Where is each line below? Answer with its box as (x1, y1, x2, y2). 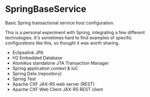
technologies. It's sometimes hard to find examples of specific (5, 35, 132, 41)
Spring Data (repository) (12, 70, 62, 76)
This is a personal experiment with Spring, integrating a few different (5, 29, 145, 35)
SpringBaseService (5, 3, 87, 15)
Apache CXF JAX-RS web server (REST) (12, 81, 95, 87)
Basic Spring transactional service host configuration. (5, 20, 115, 26)
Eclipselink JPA (12, 49, 44, 55)
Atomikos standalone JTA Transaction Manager (12, 60, 109, 66)
